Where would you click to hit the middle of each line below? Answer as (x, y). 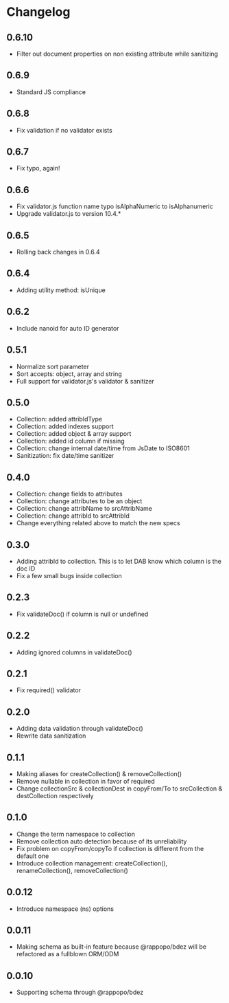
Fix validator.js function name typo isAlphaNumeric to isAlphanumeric (114, 206)
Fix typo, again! (38, 168)
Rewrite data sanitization (51, 736)
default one (33, 856)
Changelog (38, 12)
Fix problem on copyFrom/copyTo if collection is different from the (110, 848)
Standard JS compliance (51, 92)
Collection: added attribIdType (59, 419)
